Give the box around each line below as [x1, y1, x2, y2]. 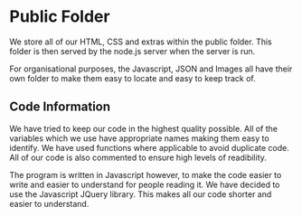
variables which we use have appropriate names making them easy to [9, 133, 269, 144]
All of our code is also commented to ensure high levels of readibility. [9, 152, 267, 163]
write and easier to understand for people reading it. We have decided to [9, 179, 280, 190]
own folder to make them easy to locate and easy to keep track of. [9, 72, 256, 83]
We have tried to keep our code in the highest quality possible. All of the [9, 123, 278, 134]
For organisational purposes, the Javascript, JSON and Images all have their [9, 63, 293, 74]
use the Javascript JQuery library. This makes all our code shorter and [9, 188, 272, 200]
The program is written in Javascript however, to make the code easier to [9, 169, 282, 180]
